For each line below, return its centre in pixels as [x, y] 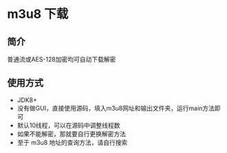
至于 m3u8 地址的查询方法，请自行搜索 [72, 142]
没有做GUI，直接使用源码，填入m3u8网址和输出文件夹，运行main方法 [116, 108]
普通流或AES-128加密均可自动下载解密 [62, 59]
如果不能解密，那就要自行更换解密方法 [71, 134]
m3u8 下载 [38, 14]
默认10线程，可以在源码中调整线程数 [68, 125]
